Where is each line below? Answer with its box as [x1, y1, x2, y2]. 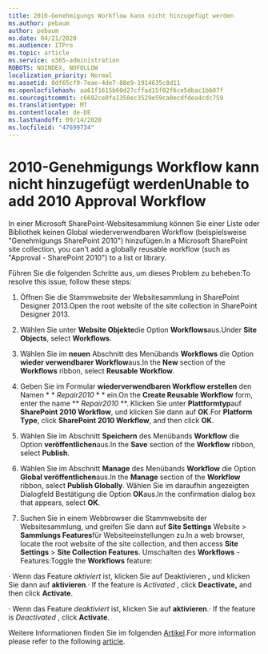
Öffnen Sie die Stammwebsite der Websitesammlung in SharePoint [19, 292, 240, 301]
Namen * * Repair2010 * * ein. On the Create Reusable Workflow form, [19, 390, 254, 399]
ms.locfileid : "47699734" [8, 123, 94, 131]
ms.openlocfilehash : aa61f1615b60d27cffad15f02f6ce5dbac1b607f [8, 86, 224, 95]
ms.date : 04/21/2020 [8, 34, 78, 42]
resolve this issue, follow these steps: [8, 277, 132, 286]
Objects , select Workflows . [19, 333, 112, 343]
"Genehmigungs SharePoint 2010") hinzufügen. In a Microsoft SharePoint [8, 236, 248, 245]
